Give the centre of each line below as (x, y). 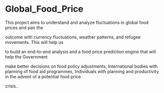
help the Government (26, 56)
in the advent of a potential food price (43, 76)
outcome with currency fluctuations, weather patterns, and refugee (73, 37)
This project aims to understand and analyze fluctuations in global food (77, 22)
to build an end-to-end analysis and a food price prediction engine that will (81, 52)
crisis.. (12, 86)
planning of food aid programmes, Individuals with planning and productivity (82, 71)
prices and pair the (24, 27)
